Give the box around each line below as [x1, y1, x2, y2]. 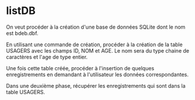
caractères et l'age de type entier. [6, 53, 88, 60]
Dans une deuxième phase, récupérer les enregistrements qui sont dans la [6, 82, 186, 89]
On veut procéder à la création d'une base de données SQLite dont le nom [6, 23, 186, 30]
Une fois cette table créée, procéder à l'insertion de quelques [6, 64, 155, 71]
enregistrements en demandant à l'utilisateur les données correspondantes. [6, 71, 189, 78]
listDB [6, 4, 36, 18]
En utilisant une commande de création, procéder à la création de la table [6, 41, 183, 48]
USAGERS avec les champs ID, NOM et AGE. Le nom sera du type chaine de [6, 47, 189, 54]
